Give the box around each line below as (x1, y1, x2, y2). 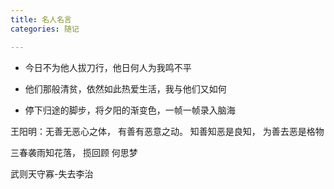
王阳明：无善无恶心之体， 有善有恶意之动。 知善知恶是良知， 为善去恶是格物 (10, 125, 325, 137)
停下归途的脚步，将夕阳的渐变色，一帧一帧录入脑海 (24, 104, 236, 116)
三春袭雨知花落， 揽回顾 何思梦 (10, 146, 138, 158)
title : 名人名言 (10, 14, 72, 25)
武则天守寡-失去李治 (10, 167, 94, 180)
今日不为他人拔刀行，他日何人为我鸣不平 (24, 61, 192, 73)
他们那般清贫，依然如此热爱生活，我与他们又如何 (24, 82, 227, 95)
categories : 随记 (10, 24, 80, 34)
